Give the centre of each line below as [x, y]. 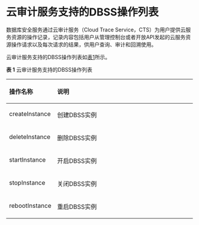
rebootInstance [30, 205]
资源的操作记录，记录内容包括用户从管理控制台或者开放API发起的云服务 [98, 37]
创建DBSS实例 [77, 115]
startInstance [28, 159]
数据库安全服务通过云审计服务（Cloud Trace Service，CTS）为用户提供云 [96, 30]
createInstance [30, 114]
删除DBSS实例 [77, 138]
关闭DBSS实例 [77, 184]
